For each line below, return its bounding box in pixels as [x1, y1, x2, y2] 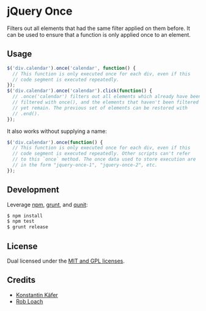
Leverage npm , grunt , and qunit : [7, 201, 88, 208]
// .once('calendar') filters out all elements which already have [12, 94, 188, 100]
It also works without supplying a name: [7, 127, 108, 135]
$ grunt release [7, 224, 48, 230]
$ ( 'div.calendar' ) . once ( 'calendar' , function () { [7, 65, 136, 71]
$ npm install [7, 212, 43, 219]
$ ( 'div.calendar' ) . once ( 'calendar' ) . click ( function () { [7, 88, 152, 94]
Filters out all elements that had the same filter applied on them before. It [7, 24, 190, 32]
